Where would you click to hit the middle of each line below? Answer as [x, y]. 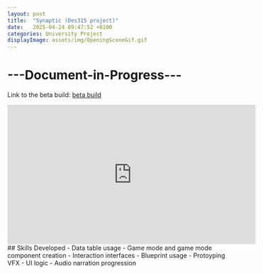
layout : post [27, 14]
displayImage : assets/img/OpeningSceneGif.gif [77, 40]
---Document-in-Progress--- [95, 75]
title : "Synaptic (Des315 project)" [63, 21]
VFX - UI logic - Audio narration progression [72, 263]
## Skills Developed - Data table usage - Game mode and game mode [110, 248]
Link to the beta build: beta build [54, 95]
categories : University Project [55, 34]
